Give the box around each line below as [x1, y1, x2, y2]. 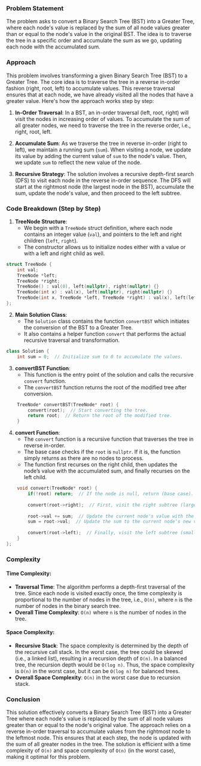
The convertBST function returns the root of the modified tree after [23, 383, 187, 390]
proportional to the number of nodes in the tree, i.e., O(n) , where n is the [14, 596, 193, 603]
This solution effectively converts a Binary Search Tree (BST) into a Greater [6, 709, 191, 716]
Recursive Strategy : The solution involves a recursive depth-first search [14, 170, 194, 177]
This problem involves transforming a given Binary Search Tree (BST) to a [6, 72, 188, 79]
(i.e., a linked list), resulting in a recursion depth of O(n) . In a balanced [14, 655, 187, 662]
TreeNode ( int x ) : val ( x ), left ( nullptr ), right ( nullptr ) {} [17, 289, 173, 295]
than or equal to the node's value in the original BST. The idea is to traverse [6, 31, 192, 38]
